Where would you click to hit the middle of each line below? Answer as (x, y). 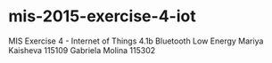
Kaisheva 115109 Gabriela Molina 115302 (82, 50)
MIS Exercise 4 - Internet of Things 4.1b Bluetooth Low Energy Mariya (136, 41)
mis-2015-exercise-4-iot (103, 16)
